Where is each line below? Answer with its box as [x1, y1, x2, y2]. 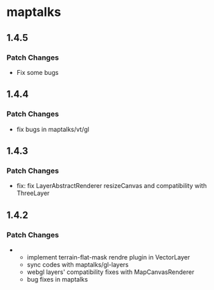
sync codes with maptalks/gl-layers [26, 260, 129, 268]
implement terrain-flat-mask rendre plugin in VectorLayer [26, 253, 190, 261]
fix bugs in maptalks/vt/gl [16, 125, 89, 133]
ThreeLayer [16, 189, 50, 198]
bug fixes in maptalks [26, 275, 88, 283]
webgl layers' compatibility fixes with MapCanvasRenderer [26, 268, 195, 276]
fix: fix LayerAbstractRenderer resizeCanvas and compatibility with [16, 182, 207, 190]
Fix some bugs [16, 68, 60, 76]
